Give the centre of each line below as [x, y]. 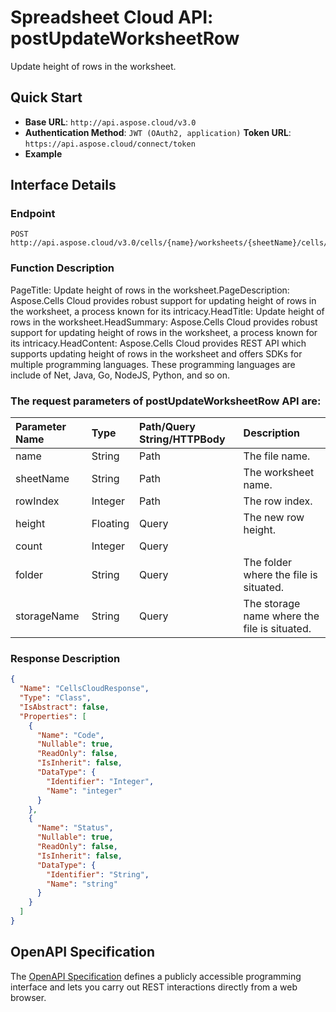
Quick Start [46, 97]
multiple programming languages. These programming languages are [153, 364]
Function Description [62, 268]
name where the [281, 616]
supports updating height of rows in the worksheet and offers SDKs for [156, 353]
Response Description [65, 658]
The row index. [278, 501]
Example [43, 153]
